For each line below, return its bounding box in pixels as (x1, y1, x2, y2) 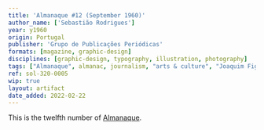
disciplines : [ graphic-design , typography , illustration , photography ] (8, 56, 247, 63)
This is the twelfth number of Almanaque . (8, 113, 142, 122)
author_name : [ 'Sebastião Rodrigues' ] (8, 19, 135, 27)
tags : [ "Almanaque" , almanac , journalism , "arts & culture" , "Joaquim (8, 63, 244, 70)
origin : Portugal (8, 33, 65, 42)
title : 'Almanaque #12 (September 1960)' (8, 11, 146, 20)
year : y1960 (8, 26, 47, 34)
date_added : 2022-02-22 (8, 92, 86, 99)
